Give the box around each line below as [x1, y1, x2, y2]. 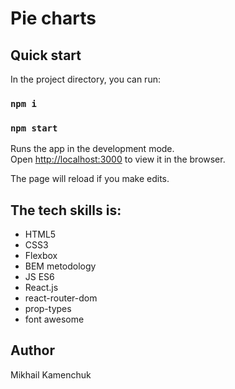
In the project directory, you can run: [10, 73, 161, 85]
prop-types [24, 303, 72, 315]
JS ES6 [24, 271, 55, 283]
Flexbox [24, 250, 58, 262]
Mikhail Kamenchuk [10, 368, 92, 381]
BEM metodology [24, 260, 97, 272]
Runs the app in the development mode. [10, 143, 175, 155]
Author [10, 342, 55, 359]
